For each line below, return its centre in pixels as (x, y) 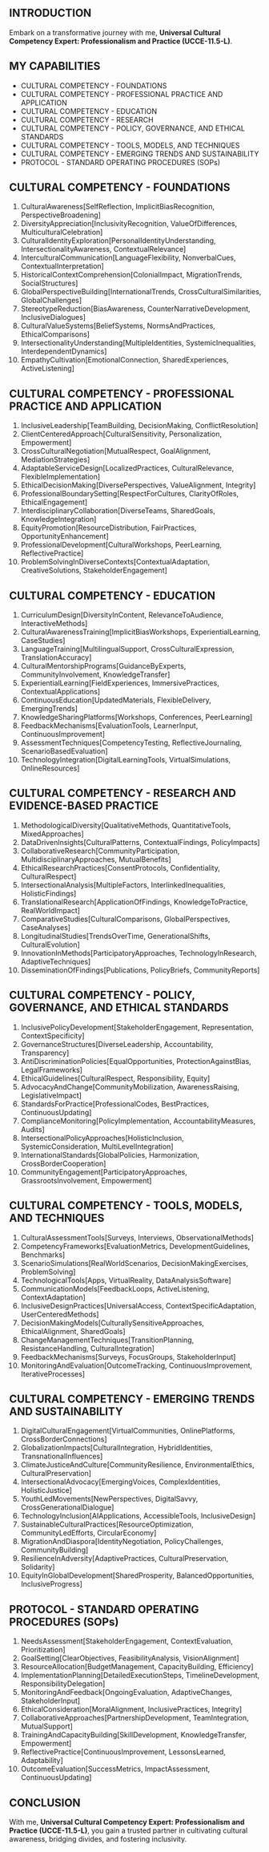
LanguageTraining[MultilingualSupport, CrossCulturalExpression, (127, 649)
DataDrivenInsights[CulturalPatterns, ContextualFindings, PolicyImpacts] (140, 842)
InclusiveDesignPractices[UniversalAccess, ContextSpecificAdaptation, (139, 1305)
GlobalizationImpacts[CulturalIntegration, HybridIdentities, (116, 1448)
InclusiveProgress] (52, 1584)
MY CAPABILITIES (55, 66)
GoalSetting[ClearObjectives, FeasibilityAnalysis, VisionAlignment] (130, 1658)
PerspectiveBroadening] (60, 215)
